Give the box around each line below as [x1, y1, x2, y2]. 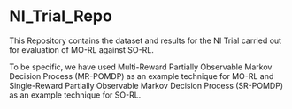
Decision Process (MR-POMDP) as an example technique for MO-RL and [9, 70, 274, 81]
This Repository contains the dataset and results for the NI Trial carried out [9, 35, 281, 46]
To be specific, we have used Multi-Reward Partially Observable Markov [9, 62, 273, 72]
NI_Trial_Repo [9, 6, 112, 26]
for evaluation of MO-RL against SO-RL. [9, 44, 155, 54]
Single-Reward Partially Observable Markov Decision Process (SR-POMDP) [9, 80, 284, 91]
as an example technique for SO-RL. [9, 90, 142, 100]
